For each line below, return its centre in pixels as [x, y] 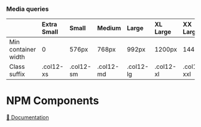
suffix [17, 74]
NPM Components [53, 101]
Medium [109, 28]
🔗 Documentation [28, 117]
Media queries [28, 9]
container [23, 50]
